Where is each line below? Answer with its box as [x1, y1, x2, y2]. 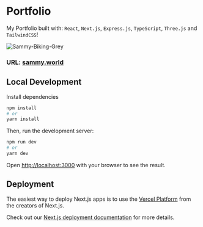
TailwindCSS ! [6, 31, 39, 38]
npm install [6, 105, 37, 111]
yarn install [6, 116, 40, 123]
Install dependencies [6, 93, 59, 100]
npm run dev [6, 139, 37, 145]
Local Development [6, 77, 82, 87]
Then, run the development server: [6, 127, 94, 135]
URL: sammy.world [6, 58, 64, 67]
